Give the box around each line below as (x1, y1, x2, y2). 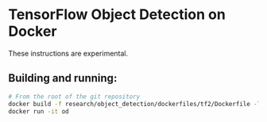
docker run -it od (8, 107, 69, 116)
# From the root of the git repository (8, 93, 141, 101)
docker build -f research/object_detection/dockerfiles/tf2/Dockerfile (8, 100, 250, 108)
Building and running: (8, 71, 118, 85)
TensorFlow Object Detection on (8, 6, 226, 24)
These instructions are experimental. (8, 48, 129, 58)
